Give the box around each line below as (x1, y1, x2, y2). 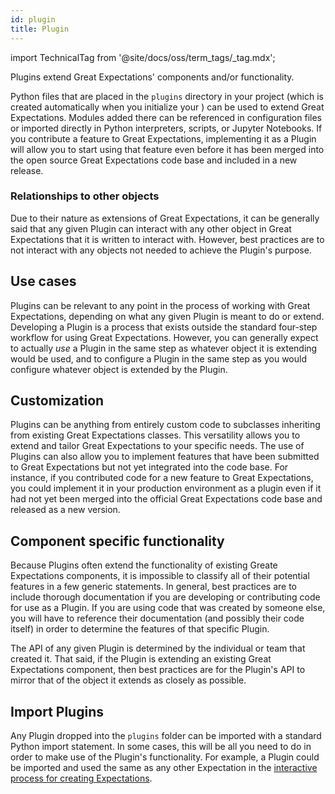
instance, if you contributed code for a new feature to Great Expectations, (10, 472, 314, 484)
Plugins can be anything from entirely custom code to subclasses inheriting (10, 419, 321, 431)
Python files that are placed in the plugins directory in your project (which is (10, 90, 324, 102)
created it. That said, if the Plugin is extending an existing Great (10, 653, 272, 665)
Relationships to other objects (10, 189, 160, 203)
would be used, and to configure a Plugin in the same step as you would (10, 352, 307, 365)
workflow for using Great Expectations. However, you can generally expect (10, 331, 319, 343)
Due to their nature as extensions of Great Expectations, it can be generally (10, 212, 320, 224)
